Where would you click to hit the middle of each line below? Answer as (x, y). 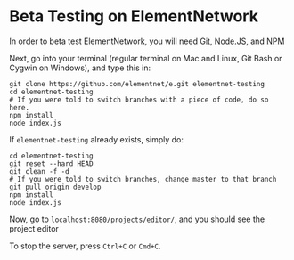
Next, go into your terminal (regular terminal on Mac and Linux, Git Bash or (146, 58)
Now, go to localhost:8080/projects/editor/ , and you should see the (137, 219)
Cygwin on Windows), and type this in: (80, 68)
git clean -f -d (39, 171)
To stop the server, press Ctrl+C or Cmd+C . (85, 246)
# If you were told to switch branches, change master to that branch (143, 179)
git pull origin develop (55, 187)
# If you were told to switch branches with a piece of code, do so (139, 100)
